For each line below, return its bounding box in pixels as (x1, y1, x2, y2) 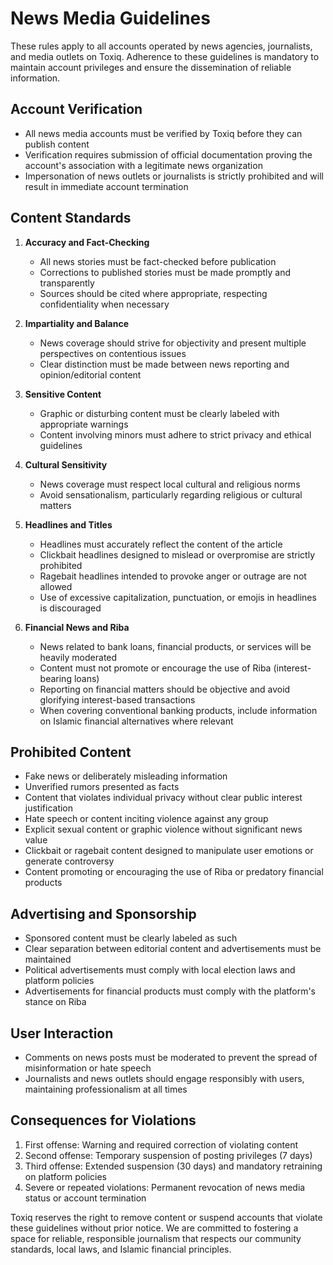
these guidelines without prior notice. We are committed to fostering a (10, 1222, 299, 1234)
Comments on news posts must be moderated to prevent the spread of (24, 1052, 318, 1063)
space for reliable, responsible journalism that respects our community (10, 1232, 302, 1244)
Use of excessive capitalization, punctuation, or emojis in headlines (39, 591, 317, 603)
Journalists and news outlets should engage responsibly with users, (24, 1073, 305, 1084)
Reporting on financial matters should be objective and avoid (39, 683, 291, 695)
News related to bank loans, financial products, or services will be (39, 640, 312, 652)
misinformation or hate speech (24, 1062, 152, 1074)
